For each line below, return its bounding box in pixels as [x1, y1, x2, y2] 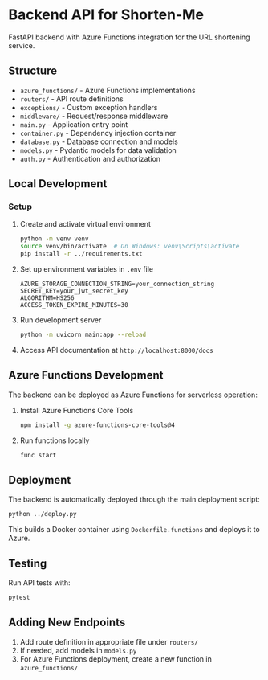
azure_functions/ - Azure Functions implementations [19, 85, 196, 95]
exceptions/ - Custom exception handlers [19, 102, 158, 112]
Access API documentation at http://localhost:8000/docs [19, 345, 214, 354]
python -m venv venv [19, 235, 89, 243]
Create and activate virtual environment [19, 219, 151, 229]
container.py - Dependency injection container [19, 128, 177, 137]
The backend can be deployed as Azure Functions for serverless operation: [8, 390, 258, 399]
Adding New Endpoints [8, 616, 126, 629]
